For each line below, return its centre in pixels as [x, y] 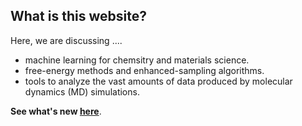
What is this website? [78, 16]
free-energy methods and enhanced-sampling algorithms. [144, 70]
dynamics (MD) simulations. [82, 91]
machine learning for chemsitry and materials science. [137, 60]
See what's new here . [56, 111]
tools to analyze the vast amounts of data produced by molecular [158, 81]
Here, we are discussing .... [66, 40]
